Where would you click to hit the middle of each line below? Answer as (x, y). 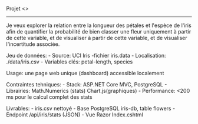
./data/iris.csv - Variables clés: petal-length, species (70, 62)
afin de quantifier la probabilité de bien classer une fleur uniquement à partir (99, 31)
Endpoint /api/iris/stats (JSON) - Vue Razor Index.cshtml (75, 115)
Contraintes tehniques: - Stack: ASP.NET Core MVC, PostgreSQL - (87, 84)
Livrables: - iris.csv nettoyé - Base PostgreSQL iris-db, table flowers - (91, 108)
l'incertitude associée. (33, 44)
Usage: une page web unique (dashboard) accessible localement (85, 73)
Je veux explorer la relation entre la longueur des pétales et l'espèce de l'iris (99, 25)
